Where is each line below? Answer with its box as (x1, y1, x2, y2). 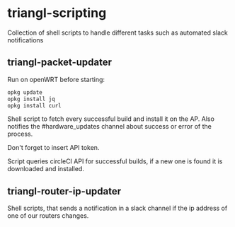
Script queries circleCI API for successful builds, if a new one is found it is (7, 157, 223, 165)
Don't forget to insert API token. (7, 144, 100, 152)
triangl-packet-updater (7, 57, 112, 69)
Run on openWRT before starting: (7, 75, 105, 83)
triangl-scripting (7, 5, 107, 21)
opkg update (7, 88, 42, 96)
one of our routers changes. (7, 211, 89, 220)
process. (7, 129, 33, 139)
